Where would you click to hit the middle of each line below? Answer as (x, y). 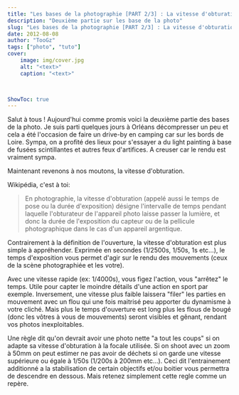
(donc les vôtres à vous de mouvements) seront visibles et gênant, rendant (117, 317)
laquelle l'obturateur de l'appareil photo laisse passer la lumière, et (122, 214)
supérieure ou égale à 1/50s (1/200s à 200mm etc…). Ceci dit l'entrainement (119, 361)
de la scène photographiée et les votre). (66, 265)
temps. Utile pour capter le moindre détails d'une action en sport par (108, 287)
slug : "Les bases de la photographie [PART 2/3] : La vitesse (101, 27)
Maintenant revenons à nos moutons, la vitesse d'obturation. (96, 171)
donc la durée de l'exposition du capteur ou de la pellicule (110, 221)
